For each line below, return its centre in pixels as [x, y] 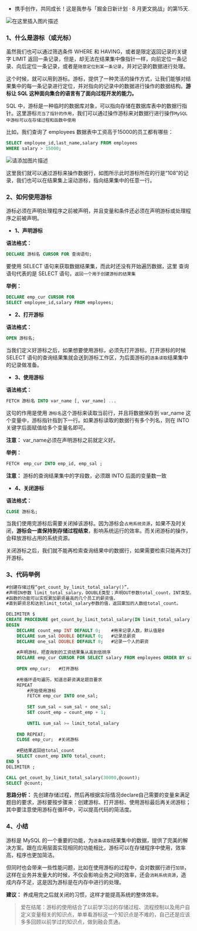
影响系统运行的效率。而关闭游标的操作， [142, 531]
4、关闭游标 [29, 488]
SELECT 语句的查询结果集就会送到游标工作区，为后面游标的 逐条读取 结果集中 [97, 357]
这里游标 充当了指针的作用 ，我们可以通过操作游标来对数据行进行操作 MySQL [102, 113]
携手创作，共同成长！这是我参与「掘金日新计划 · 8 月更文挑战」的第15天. [102, 9]
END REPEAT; [31, 734]
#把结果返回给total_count [45, 751]
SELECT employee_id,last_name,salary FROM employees [72, 143]
